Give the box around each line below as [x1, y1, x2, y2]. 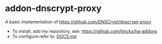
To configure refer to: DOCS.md [12, 33, 77, 39]
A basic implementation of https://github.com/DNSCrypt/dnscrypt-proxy [5, 19, 152, 25]
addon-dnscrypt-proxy [5, 3, 102, 14]
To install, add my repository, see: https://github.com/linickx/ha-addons [12, 28, 157, 34]
